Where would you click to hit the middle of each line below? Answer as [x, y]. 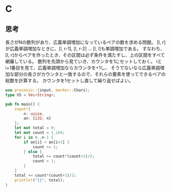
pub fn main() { [22, 104]
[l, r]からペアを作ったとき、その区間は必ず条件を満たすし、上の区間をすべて [85, 55]
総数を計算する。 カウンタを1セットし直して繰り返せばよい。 [69, 80]
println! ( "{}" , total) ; [40, 180]
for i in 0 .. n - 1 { [34, 137]
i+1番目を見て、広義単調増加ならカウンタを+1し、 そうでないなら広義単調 [83, 68]
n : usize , [34, 114]
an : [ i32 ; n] [38, 118]
